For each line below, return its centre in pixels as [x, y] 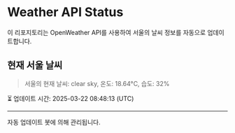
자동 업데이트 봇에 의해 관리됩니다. [54, 122]
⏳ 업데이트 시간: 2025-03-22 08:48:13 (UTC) [71, 98]
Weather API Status [65, 12]
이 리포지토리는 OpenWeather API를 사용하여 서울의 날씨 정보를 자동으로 [107, 32]
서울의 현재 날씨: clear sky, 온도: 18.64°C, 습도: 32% [97, 83]
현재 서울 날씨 [35, 65]
